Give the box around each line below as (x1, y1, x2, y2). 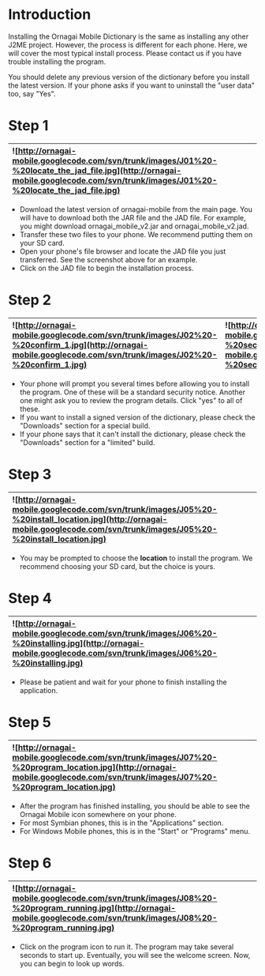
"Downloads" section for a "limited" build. (19, 437, 155, 447)
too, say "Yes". (8, 89, 56, 98)
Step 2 (8, 291, 51, 309)
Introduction (8, 6, 91, 24)
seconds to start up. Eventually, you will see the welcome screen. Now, (19, 950, 251, 959)
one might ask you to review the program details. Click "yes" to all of (19, 395, 243, 405)
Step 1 (8, 117, 49, 135)
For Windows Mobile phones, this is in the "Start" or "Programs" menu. (19, 826, 251, 835)
